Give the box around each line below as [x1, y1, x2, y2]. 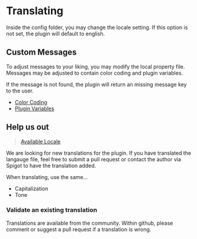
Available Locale [20, 138, 61, 145]
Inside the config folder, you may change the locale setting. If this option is [6, 24, 188, 31]
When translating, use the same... [6, 173, 88, 180]
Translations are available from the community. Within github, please [6, 219, 173, 227]
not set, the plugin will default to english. [6, 30, 105, 37]
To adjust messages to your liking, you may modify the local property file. [6, 63, 185, 70]
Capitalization [14, 185, 49, 192]
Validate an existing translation [6, 206, 98, 214]
